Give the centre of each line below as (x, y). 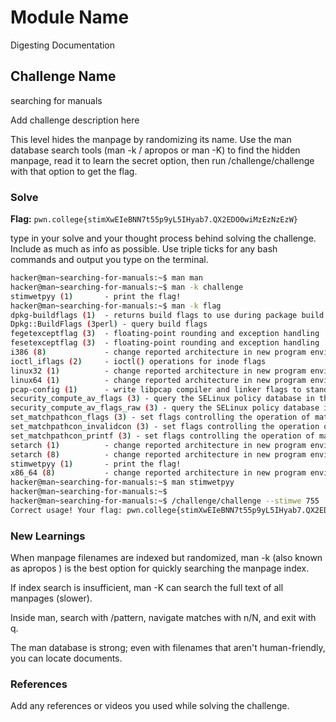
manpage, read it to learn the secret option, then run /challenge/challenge (162, 160)
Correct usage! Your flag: (66, 510)
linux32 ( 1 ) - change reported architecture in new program (158, 371)
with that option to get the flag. (74, 171)
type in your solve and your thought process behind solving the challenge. (163, 238)
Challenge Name (63, 76)
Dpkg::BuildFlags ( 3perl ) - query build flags (109, 324)
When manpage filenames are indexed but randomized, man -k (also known (166, 558)
